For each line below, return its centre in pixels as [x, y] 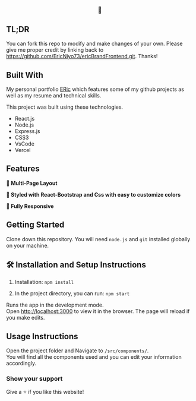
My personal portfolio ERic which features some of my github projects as [95, 89]
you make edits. [26, 318]
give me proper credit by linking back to [55, 50]
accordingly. [21, 364]
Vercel [23, 150]
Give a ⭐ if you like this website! [45, 392]
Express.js [27, 131]
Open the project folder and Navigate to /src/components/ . [78, 351]
